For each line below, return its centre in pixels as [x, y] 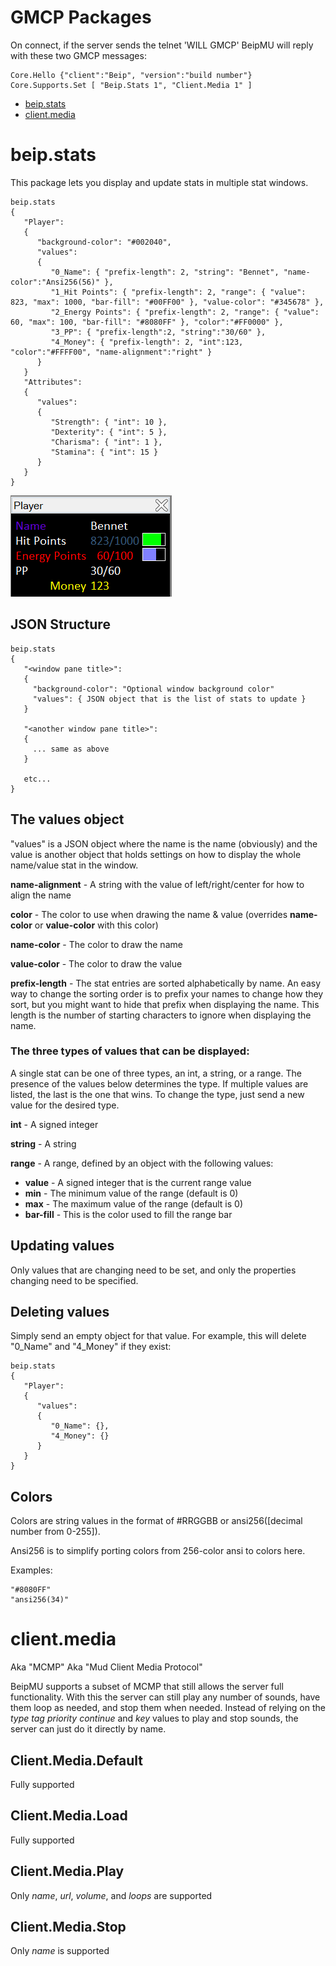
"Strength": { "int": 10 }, [109, 422]
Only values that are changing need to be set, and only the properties [153, 1270]
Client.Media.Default [76, 1760]
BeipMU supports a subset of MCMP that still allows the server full [147, 1687]
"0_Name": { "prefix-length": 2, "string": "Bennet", [165, 272]
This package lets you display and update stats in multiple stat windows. [159, 182]
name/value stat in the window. [74, 865]
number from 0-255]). [55, 1532]
